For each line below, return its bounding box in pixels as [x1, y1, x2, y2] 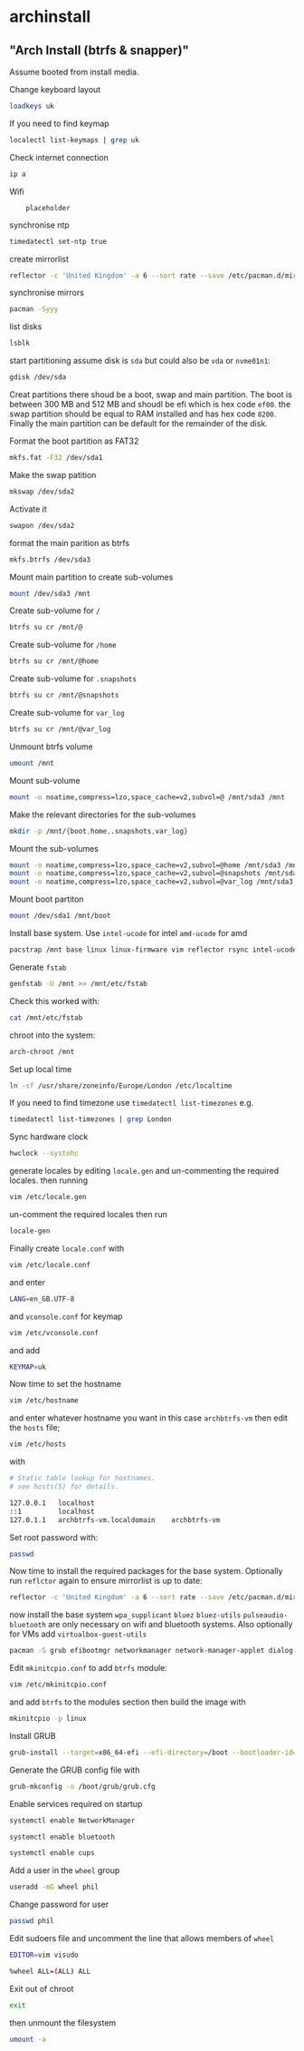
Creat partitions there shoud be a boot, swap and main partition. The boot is [9, 389, 292, 400]
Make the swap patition [9, 469, 97, 480]
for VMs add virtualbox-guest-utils [9, 1628, 147, 1639]
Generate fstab [9, 962, 67, 972]
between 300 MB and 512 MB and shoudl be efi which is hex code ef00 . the [9, 399, 291, 409]
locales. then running [9, 1175, 89, 1186]
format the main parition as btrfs [9, 537, 130, 548]
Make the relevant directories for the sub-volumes [9, 809, 196, 820]
